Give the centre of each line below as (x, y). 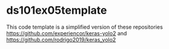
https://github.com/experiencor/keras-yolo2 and (67, 33)
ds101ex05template (57, 10)
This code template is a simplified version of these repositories (85, 27)
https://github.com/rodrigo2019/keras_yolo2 (61, 39)
